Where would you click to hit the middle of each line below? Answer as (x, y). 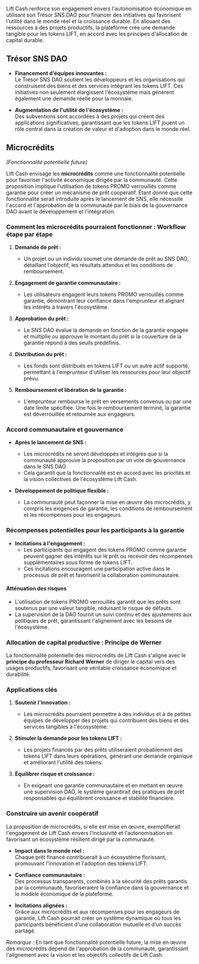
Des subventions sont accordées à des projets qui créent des (89, 116)
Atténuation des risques (36, 589)
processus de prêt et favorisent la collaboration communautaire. (102, 575)
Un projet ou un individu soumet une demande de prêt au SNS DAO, (106, 259)
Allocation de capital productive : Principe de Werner (84, 642)
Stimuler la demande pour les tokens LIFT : (68, 738)
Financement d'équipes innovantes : (61, 73)
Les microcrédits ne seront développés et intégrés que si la (96, 454)
